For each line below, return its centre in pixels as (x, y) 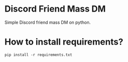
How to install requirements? (64, 42)
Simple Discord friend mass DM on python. (48, 22)
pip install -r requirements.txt (38, 55)
